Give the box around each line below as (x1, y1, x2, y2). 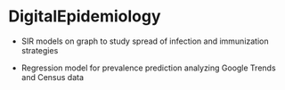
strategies (20, 45, 59, 55)
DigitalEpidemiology (8, 6, 161, 27)
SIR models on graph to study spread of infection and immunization (20, 36, 269, 46)
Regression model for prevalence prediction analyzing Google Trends (20, 62, 277, 73)
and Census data (20, 71, 85, 82)
